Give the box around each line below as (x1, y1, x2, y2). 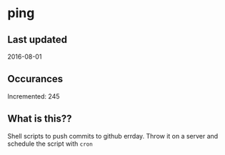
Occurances (7, 73, 64, 85)
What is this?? (7, 113, 72, 125)
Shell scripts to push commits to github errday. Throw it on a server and (7, 131, 219, 140)
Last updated (7, 34, 68, 46)
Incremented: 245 (7, 91, 60, 101)
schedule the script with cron (7, 139, 93, 148)
